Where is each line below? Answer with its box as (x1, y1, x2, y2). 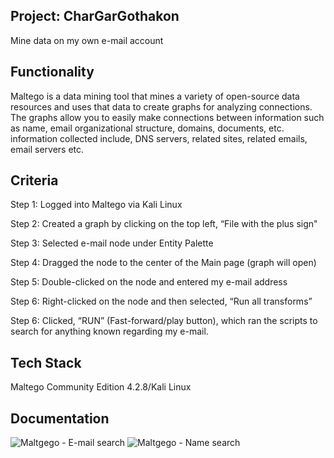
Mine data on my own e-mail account (10, 34, 164, 46)
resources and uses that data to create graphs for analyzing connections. (10, 100, 313, 113)
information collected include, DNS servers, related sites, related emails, (10, 132, 308, 144)
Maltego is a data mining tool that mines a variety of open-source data (10, 90, 300, 102)
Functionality (10, 64, 95, 81)
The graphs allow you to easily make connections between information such (10, 111, 325, 123)
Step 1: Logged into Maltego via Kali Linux (10, 199, 183, 211)
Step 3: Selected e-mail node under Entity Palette (10, 237, 214, 249)
